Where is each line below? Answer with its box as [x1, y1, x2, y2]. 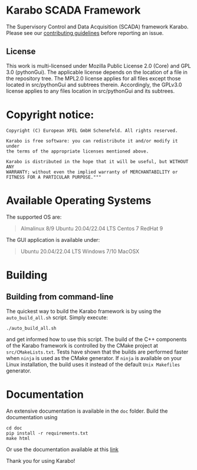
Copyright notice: [6, 108, 94, 121]
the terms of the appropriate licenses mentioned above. [6, 148, 149, 154]
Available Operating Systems [6, 193, 152, 207]
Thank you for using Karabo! [6, 457, 75, 464]
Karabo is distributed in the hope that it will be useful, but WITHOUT [6, 158, 189, 164]
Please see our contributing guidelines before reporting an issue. [6, 29, 164, 36]
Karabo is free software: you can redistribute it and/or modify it [6, 138, 178, 144]
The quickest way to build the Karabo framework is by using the [6, 307, 162, 315]
